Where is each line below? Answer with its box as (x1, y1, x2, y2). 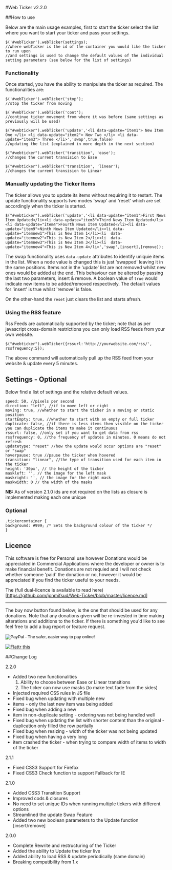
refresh (5, 439, 22, 444)
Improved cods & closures (12, 795, 68, 801)
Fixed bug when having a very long (12, 733, 87, 740)
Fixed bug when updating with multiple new (12, 695, 105, 702)
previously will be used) (5, 119, 60, 124)
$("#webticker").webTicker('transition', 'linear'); (5, 164, 120, 169)
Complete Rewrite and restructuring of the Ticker (12, 842, 117, 848)
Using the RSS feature (5, 309, 61, 316)
